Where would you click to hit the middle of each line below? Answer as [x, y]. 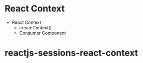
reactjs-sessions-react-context [71, 53]
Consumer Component [42, 33]
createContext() [36, 27]
